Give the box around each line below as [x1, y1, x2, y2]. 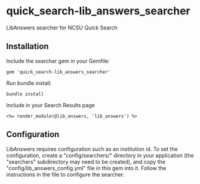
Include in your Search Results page [6, 101, 96, 108]
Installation [6, 41, 49, 52]
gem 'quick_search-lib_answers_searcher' [6, 69, 111, 75]
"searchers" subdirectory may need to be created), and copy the [6, 158, 166, 165]
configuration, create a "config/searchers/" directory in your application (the [6, 152, 194, 159]
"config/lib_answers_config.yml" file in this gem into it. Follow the [6, 164, 167, 171]
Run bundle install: [6, 79, 52, 86]
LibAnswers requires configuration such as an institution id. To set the [6, 145, 178, 152]
